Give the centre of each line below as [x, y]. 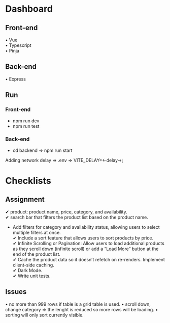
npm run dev [26, 121]
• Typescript [18, 45]
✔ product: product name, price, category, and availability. [66, 211]
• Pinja [12, 51]
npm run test [26, 126]
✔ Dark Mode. [27, 270]
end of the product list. [37, 254]
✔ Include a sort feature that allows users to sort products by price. [83, 238]
